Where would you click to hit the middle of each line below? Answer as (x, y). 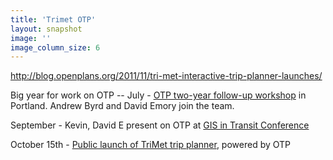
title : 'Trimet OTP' (53, 19)
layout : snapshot (46, 29)
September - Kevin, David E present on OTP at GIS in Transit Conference (160, 125)
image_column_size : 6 (55, 47)
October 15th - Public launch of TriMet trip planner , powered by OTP (151, 145)
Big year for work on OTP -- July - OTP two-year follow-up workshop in (158, 95)
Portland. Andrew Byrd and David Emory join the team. (122, 106)
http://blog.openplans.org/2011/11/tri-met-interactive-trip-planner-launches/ (166, 76)
